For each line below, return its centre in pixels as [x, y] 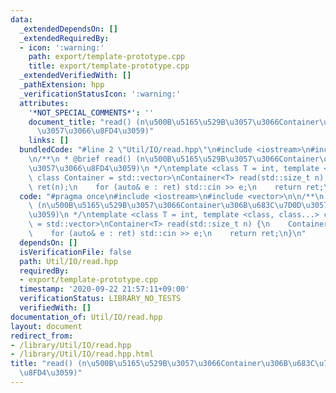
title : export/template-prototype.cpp [109, 66]
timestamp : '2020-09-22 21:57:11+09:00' [104, 289]
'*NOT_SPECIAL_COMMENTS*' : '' [91, 112]
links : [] [49, 141]
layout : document [46, 326]
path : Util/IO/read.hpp [68, 261]
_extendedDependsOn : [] [68, 29]
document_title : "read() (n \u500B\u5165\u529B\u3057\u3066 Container [174, 122]
